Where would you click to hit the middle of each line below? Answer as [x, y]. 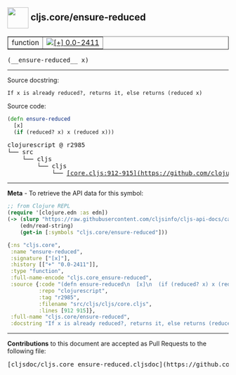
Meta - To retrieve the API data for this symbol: [76, 193]
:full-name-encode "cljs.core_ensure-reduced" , [81, 278]
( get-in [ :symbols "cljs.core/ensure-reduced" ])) [94, 232]
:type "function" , [37, 272]
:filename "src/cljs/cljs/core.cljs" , [95, 304]
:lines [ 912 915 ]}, [67, 310]
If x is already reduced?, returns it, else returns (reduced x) [105, 93]
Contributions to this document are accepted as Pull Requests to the [107, 344]
